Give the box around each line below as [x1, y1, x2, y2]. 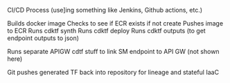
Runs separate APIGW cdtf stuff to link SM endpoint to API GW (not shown [7, 48, 220, 55]
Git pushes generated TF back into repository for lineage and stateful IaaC [7, 68, 220, 76]
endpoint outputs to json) [7, 34, 80, 42]
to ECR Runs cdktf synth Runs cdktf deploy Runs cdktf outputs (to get [7, 27, 206, 35]
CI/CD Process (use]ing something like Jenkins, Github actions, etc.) [7, 6, 203, 14]
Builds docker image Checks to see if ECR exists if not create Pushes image [7, 19, 224, 27]
